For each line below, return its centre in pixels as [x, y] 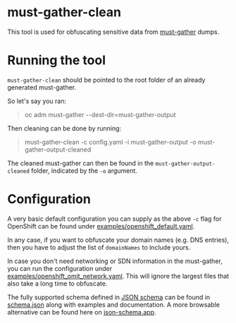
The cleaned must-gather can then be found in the [81, 163]
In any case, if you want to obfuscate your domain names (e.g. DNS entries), [118, 240]
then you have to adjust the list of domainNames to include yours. [99, 247]
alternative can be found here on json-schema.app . [82, 312]
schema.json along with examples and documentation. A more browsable [114, 305]
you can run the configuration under [60, 268]
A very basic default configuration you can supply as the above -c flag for [114, 219]
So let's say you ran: [37, 101]
